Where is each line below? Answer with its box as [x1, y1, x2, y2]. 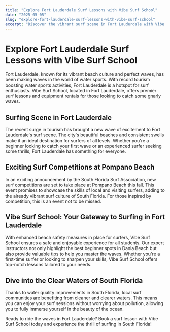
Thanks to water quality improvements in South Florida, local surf [5, 290, 142, 296]
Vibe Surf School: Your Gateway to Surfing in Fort [5, 213, 165, 222]
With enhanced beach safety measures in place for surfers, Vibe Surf [5, 234, 151, 240]
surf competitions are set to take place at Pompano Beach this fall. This [5, 182, 155, 188]
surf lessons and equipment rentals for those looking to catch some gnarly [5, 93, 161, 99]
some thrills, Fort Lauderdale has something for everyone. [5, 148, 126, 154]
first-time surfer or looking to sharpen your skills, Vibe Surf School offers [5, 256, 158, 262]
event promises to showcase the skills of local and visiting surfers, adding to [5, 187, 165, 193]
